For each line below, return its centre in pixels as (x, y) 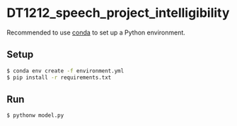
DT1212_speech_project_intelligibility (118, 13)
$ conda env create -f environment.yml (65, 71)
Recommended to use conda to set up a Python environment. (96, 32)
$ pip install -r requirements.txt (59, 77)
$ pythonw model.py (35, 115)
